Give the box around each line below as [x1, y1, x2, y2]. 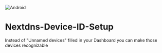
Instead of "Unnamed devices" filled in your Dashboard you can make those [5, 37, 158, 43]
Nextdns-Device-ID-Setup [5, 22, 114, 32]
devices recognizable [5, 42, 48, 48]
